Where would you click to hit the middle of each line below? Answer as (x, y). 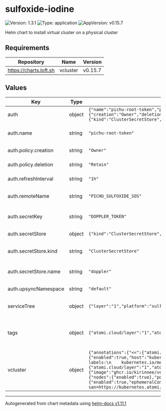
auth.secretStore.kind (33, 251)
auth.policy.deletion (30, 164)
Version (93, 62)
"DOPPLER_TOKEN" (107, 216)
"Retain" (99, 164)
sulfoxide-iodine (40, 9)
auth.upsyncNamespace (36, 289)
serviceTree (21, 306)
